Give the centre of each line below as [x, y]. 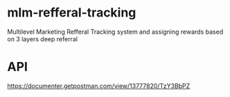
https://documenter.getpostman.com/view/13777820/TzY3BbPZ [99, 86]
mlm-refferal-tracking [72, 13]
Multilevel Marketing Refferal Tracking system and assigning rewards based [115, 32]
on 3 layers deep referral [43, 39]
